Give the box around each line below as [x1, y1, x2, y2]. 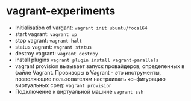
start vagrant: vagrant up [14, 30, 77, 37]
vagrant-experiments [6, 4, 116, 18]
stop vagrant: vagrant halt [14, 37, 83, 44]
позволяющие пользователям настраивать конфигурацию [14, 75, 166, 82]
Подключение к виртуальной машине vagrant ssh [14, 88, 144, 95]
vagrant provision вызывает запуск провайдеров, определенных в [14, 62, 185, 70]
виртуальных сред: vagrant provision [14, 81, 112, 88]
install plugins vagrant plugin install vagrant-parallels [14, 56, 159, 63]
